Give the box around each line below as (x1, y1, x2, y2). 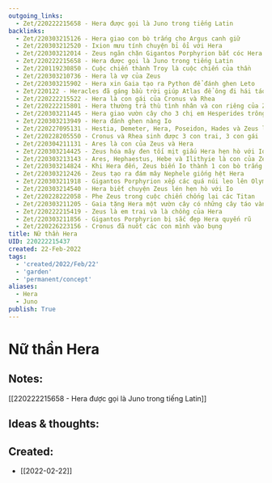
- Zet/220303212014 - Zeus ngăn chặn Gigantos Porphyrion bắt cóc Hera (15, 49, 263, 57)
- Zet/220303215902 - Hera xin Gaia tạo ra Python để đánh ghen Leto (15, 79, 255, 87)
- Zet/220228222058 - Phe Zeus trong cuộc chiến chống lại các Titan (15, 192, 255, 201)
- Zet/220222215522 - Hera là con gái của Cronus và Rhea (15, 95, 216, 103)
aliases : (8, 282, 38, 291)
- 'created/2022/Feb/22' (15, 260, 100, 268)
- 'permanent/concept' (15, 275, 92, 283)
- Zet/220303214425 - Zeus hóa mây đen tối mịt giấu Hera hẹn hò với (15, 147, 255, 155)
